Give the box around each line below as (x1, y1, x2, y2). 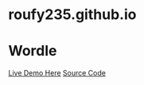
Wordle (8, 42, 57, 60)
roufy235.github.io (8, 6, 137, 24)
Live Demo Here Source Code (8, 68, 106, 78)
